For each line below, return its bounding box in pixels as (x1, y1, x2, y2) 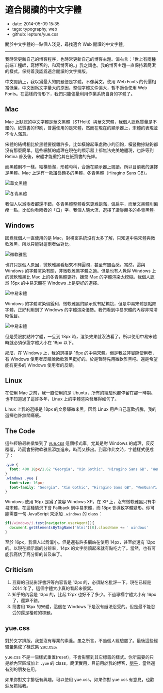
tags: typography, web (12, 26, 57, 32)
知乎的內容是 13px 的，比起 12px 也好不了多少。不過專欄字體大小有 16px (12, 591, 157, 597)
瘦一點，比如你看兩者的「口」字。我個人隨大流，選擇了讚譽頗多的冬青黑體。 (5, 207, 158, 213)
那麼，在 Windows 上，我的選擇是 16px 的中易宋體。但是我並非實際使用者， (5, 350, 157, 356)
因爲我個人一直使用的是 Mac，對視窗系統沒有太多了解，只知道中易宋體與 (5, 235, 151, 241)
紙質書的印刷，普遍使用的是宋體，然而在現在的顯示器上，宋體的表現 (17, 125, 154, 130)
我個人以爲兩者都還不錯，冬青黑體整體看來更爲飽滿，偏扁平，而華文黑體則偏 (5, 201, 158, 207)
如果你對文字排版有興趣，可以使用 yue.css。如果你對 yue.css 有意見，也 (5, 676, 150, 682)
